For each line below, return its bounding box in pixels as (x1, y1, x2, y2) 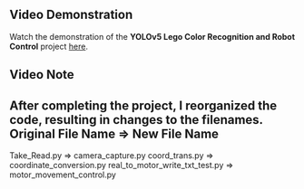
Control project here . (9, 41, 89, 52)
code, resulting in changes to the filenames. (9, 112, 263, 128)
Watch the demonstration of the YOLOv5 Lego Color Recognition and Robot (9, 31, 296, 42)
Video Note (9, 67, 74, 82)
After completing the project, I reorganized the (9, 98, 278, 113)
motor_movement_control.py (9, 169, 116, 180)
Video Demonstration (9, 7, 133, 23)
